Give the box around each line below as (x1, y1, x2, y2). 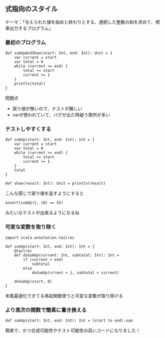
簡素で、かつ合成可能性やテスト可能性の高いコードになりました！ (5, 327, 141, 333)
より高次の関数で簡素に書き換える (5, 306, 87, 313)
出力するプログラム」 (9, 25, 53, 31)
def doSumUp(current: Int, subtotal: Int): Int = (14, 252, 120, 257)
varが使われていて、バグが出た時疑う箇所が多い (12, 112, 111, 118)
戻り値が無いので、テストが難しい (12, 105, 83, 111)
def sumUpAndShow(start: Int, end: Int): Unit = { (5, 50, 113, 56)
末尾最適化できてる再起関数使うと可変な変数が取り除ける (5, 292, 123, 298)
